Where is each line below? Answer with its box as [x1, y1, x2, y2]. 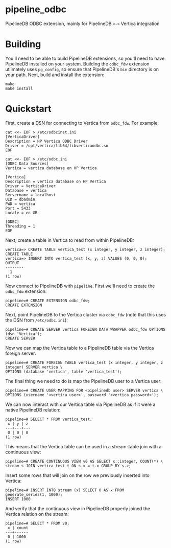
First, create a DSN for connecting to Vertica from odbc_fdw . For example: [5, 120, 159, 126]
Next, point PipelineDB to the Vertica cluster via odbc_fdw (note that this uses [5, 311, 166, 317]
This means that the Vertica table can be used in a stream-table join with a [5, 443, 162, 449]
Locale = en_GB [5, 210, 38, 215]
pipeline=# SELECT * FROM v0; [5, 520, 70, 526]
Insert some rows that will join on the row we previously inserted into [5, 472, 150, 478]
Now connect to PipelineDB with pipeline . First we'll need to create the [5, 283, 155, 289]
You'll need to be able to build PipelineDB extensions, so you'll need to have [5, 55, 165, 61]
